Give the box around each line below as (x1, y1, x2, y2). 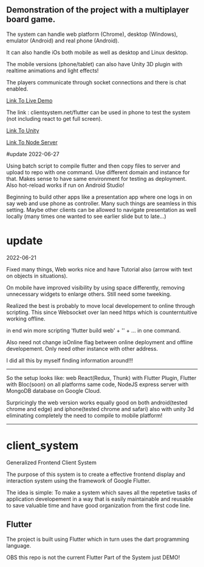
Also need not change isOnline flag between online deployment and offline (6, 338, 193, 345)
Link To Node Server (6, 138, 58, 146)
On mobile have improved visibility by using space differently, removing (6, 283, 185, 291)
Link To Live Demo (6, 97, 53, 104)
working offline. (6, 315, 46, 322)
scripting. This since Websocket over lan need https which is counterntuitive (6, 308, 197, 316)
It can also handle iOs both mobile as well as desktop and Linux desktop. (6, 49, 188, 56)
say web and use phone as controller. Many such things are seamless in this (6, 200, 197, 207)
